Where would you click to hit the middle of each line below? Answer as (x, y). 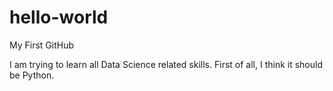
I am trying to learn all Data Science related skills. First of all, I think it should (166, 64)
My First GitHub (42, 45)
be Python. (32, 75)
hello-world (59, 17)
